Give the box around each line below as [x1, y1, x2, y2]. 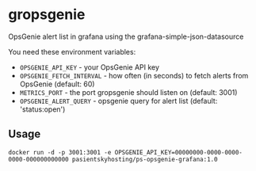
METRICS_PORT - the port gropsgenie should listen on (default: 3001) [19, 87, 238, 97]
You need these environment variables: [8, 47, 136, 56]
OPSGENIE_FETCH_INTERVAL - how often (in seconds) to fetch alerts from [19, 70, 249, 80]
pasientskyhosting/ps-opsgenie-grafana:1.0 [71, 155, 218, 163]
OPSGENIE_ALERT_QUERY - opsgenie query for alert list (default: [19, 96, 218, 105]
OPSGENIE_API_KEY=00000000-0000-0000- [114, 148, 243, 156]
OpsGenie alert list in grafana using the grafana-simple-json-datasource [8, 32, 244, 41]
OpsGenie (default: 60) [19, 79, 95, 89]
